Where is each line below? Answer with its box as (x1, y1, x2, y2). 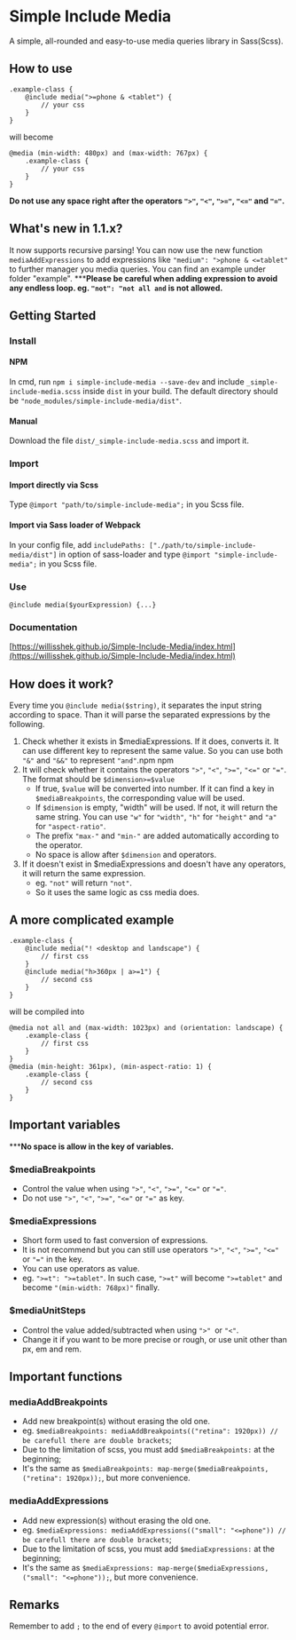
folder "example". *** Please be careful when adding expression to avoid (9, 273, 278, 283)
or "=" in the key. (21, 1254, 84, 1264)
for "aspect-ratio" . (35, 821, 106, 832)
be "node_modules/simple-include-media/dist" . (9, 395, 183, 406)
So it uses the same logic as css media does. (35, 887, 199, 898)
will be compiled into (9, 1006, 85, 1017)
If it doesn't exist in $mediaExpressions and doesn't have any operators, (21, 859, 286, 869)
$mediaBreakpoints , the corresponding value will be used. (35, 793, 245, 804)
